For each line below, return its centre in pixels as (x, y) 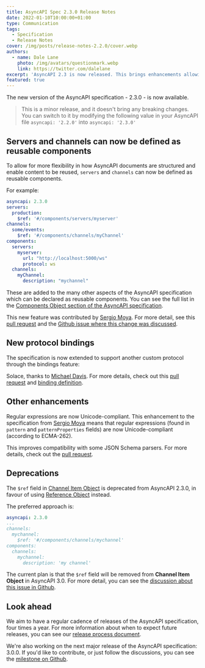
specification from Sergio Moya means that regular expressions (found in (98, 423)
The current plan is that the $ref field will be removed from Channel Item (98, 575)
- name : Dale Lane (35, 57)
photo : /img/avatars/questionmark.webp (68, 63)
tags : (13, 29)
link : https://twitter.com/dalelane (64, 69)
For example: (23, 190)
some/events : (28, 230)
